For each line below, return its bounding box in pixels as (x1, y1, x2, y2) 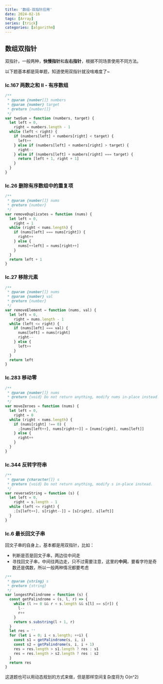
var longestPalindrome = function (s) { (5, 592, 88, 598)
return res (9, 660, 32, 665)
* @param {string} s (7, 579, 49, 583)
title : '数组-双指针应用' (5, 7, 52, 12)
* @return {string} (7, 583, 47, 588)
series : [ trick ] (5, 20, 38, 26)
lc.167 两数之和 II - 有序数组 (5, 82, 69, 88)
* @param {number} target (7, 102, 60, 107)
